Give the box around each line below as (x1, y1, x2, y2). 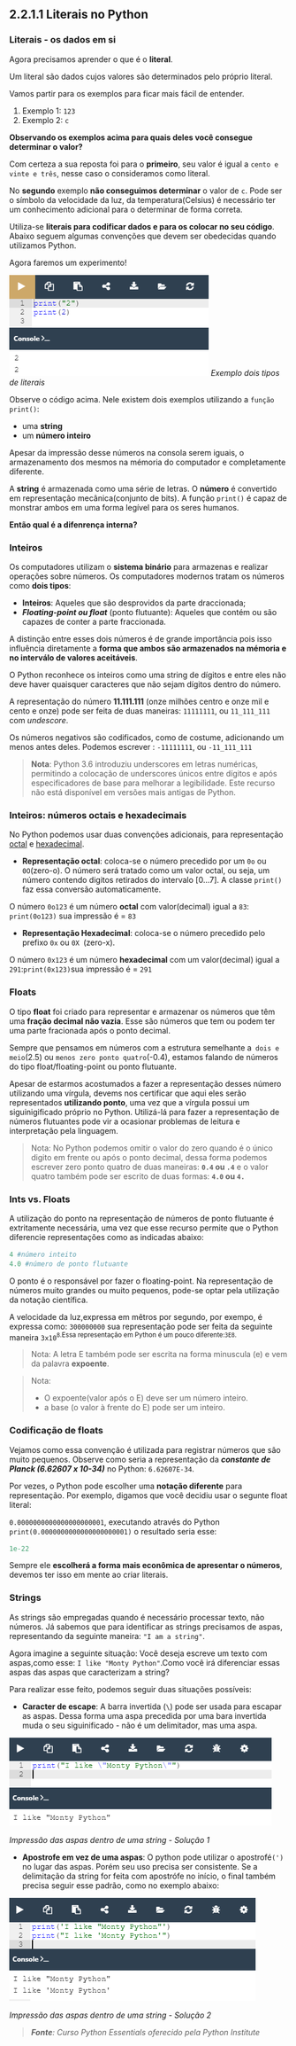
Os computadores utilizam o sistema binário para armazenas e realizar (9, 561, 269, 572)
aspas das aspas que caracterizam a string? (9, 1667, 170, 1677)
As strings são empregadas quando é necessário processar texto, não (9, 1612, 265, 1622)
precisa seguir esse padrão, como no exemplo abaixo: (21, 1879, 219, 1891)
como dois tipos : (9, 580, 72, 590)
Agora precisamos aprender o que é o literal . (9, 53, 174, 65)
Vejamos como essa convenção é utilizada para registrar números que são (9, 1444, 281, 1455)
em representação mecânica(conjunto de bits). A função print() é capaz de (9, 492, 287, 504)
